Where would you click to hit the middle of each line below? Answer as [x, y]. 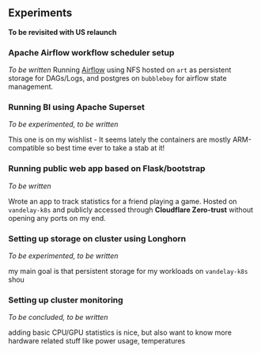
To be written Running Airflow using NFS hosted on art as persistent [120, 70]
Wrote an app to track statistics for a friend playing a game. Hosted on [123, 201]
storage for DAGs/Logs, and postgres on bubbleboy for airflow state [117, 78]
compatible [26, 148]
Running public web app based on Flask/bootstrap [107, 169]
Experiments [40, 13]
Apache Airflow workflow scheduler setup [91, 52]
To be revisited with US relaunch [62, 32]
